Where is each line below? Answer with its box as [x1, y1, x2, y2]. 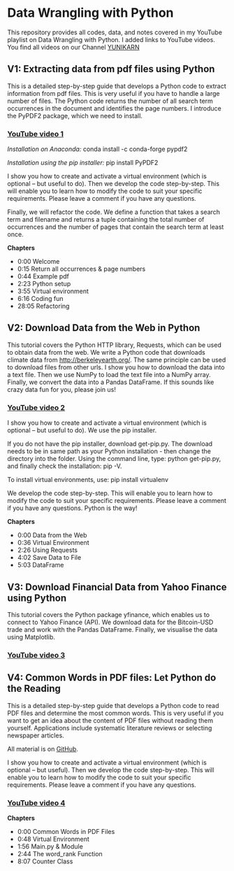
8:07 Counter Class [17, 857, 73, 865]
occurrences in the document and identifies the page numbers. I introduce [7, 104, 221, 113]
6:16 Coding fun [17, 295, 64, 303]
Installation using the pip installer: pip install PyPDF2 [7, 159, 159, 167]
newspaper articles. [7, 731, 64, 739]
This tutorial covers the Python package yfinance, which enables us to [7, 610, 210, 618]
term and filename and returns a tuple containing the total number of [7, 215, 205, 224]
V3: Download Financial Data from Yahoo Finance [7, 581, 227, 593]
